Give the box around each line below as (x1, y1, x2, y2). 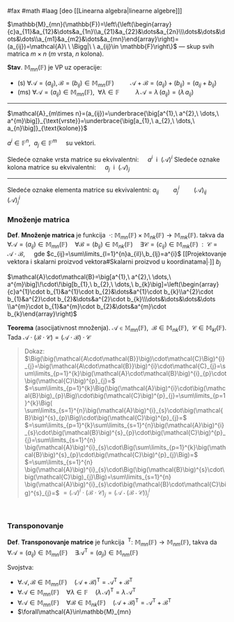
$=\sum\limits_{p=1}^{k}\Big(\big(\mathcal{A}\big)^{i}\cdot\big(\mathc (24, 383, 226, 392)
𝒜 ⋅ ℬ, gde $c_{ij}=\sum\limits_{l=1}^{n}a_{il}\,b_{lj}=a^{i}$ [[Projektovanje (7, 250, 227, 258)
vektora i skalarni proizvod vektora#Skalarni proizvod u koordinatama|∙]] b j (7, 257, 221, 267)
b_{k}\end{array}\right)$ (7, 310, 78, 318)
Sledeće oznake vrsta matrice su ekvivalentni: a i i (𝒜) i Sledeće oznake (7, 154, 221, 164)
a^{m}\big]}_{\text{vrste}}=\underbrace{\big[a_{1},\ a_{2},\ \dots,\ (7, 117, 195, 125)
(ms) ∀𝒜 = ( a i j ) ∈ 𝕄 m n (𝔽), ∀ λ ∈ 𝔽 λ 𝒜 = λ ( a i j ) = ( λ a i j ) (17, 88, 194, 97)
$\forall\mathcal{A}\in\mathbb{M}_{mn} (17, 607, 132, 616)
